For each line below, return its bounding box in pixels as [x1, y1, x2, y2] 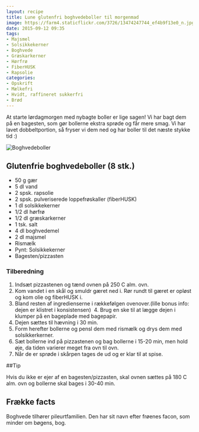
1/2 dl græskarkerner [14, 215, 66, 222]
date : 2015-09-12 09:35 [6, 25, 65, 31]
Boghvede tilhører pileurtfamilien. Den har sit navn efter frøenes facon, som [6, 412, 191, 420]
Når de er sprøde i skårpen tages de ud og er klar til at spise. [14, 350, 163, 357]
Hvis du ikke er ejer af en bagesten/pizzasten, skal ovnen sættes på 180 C [6, 373, 187, 380]
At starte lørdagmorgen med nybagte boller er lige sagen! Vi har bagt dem [6, 113, 187, 121]
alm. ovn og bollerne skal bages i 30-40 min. [6, 380, 115, 387]
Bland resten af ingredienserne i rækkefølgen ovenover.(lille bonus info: [14, 299, 190, 307]
